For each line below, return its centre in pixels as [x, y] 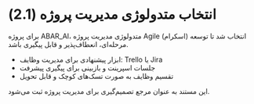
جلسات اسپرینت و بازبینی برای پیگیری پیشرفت [87, 67]
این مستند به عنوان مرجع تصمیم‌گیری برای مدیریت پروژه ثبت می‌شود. [109, 91]
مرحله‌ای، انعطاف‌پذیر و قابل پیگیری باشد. [69, 44]
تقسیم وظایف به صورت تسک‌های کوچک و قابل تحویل [96, 76]
